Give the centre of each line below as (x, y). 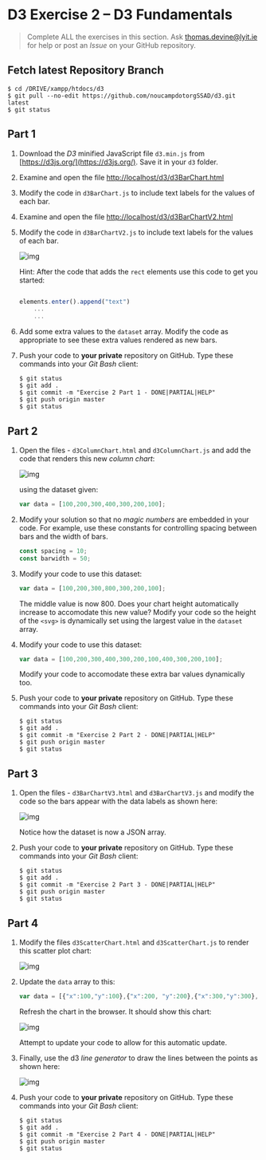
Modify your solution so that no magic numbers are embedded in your (134, 519)
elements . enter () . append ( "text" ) (74, 302)
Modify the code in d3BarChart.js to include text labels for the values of (137, 192)
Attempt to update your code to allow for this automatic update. (123, 1042)
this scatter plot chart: (55, 951)
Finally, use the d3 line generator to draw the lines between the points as (138, 1058)
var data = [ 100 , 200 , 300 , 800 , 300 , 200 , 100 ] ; (92, 588)
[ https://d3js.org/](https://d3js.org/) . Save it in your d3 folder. (118, 162)
